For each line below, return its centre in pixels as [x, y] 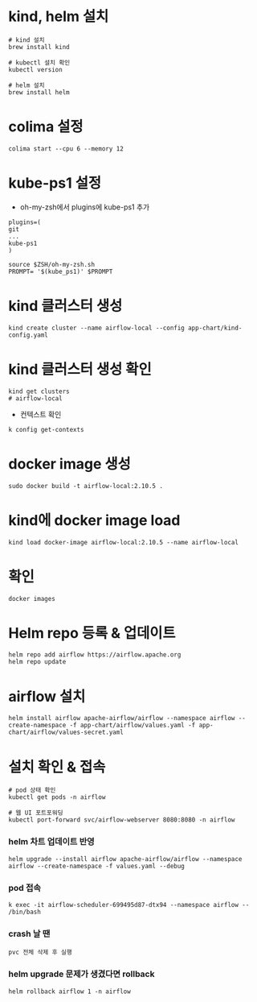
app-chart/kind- [215, 328]
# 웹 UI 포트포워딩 [36, 813]
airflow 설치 [47, 696]
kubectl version [35, 69]
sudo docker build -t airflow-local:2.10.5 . [86, 486]
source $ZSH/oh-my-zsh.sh [51, 264]
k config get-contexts [46, 429]
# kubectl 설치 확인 [39, 62]
